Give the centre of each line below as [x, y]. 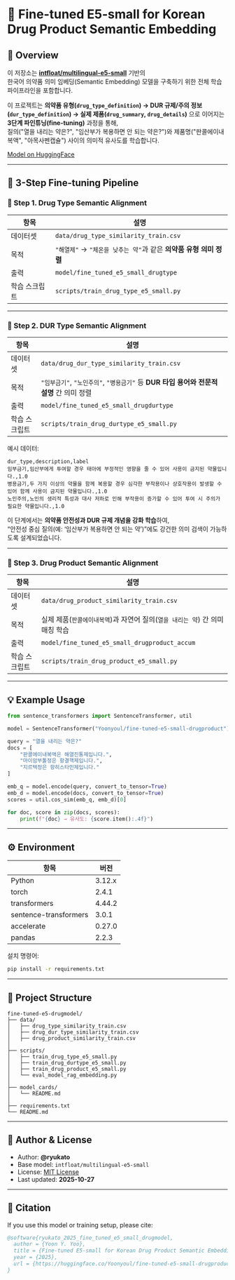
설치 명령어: [23, 956]
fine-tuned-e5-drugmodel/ [45, 1013]
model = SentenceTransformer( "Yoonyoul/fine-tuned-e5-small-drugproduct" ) [119, 728]
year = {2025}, [36, 1258]
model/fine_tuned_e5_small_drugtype [116, 272]
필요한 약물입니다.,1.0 [36, 506]
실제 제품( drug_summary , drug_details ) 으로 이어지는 [152, 114]
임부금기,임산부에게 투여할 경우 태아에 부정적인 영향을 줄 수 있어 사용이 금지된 [106, 469]
